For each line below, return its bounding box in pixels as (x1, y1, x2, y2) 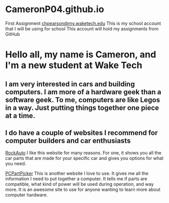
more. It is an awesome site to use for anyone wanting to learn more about (5, 186, 161, 193)
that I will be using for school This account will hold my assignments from (5, 25, 159, 31)
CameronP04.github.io (5, 4, 105, 15)
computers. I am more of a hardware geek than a (5, 88, 161, 96)
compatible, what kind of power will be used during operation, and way (5, 181, 154, 187)
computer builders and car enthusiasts (5, 136, 131, 145)
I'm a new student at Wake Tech (5, 60, 143, 71)
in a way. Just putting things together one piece (5, 103, 159, 112)
